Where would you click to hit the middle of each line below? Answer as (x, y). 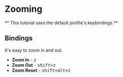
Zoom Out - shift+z (34, 65)
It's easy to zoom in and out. (34, 50)
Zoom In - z (24, 60)
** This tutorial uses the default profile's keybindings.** (61, 23)
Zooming (24, 9)
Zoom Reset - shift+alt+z (41, 70)
